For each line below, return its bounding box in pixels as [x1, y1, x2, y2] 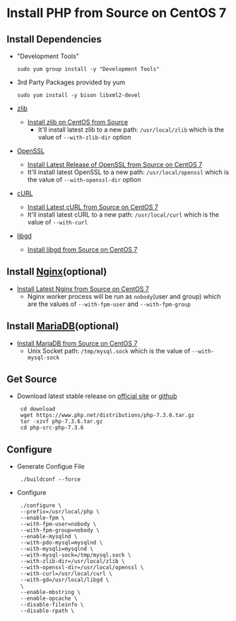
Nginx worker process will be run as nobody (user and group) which [27, 292, 221, 300]
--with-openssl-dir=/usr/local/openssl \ [20, 564, 144, 571]
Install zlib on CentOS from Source [27, 118, 129, 126]
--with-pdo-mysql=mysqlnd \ [20, 540, 103, 547]
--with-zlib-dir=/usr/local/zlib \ [20, 558, 125, 565]
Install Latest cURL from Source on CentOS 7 [27, 203, 158, 211]
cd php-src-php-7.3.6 [20, 424, 84, 431]
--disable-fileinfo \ [20, 601, 84, 608]
